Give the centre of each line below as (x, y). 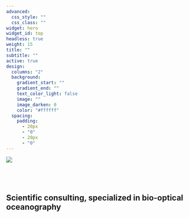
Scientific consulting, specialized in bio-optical (95, 198)
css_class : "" (29, 22)
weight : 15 (19, 45)
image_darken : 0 (37, 105)
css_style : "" (29, 17)
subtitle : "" (22, 55)
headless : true (25, 39)
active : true (22, 61)
